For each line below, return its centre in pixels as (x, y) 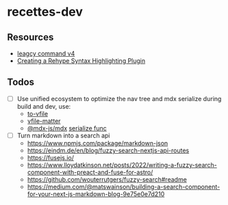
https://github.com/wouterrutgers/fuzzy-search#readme (107, 179)
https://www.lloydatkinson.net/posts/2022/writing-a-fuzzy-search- (122, 165)
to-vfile (38, 113)
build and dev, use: (44, 106)
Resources (30, 37)
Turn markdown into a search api (63, 135)
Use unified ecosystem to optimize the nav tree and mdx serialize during (119, 98)
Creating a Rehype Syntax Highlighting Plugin (81, 61)
